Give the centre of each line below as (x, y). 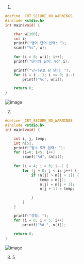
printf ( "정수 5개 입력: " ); (40, 148)
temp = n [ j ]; (53, 180)
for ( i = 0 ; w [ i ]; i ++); (39, 57)
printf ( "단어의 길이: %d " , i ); (42, 61)
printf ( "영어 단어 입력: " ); (40, 43)
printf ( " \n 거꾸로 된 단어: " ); (42, 70)
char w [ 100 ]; (27, 34)
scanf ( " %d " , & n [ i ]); (43, 157)
